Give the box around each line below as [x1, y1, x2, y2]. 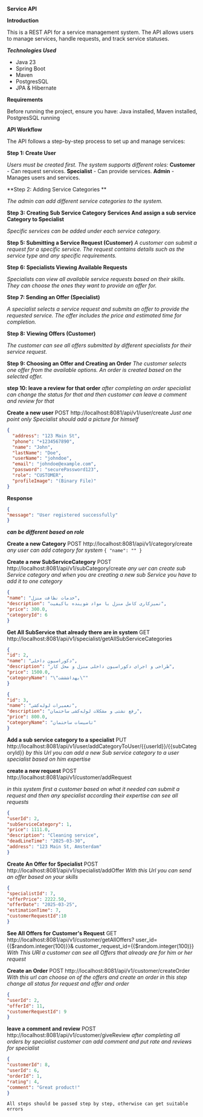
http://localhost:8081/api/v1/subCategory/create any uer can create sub [7, 565, 186, 572]
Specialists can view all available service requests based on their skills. [7, 276, 185, 282]
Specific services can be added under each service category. [7, 227, 161, 234]
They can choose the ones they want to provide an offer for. [7, 282, 157, 289]
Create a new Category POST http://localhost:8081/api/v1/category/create [7, 540, 193, 548]
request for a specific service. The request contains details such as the [7, 245, 185, 253]
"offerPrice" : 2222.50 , [7, 896, 67, 902]
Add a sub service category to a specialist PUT [7, 736, 127, 743]
